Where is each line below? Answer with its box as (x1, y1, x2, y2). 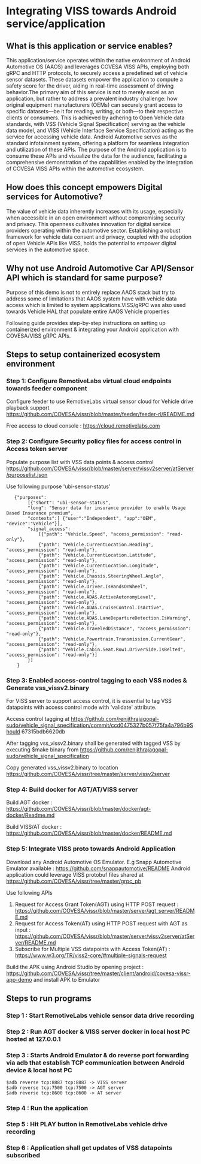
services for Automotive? (6, 192, 103, 202)
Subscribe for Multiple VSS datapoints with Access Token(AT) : (14, 945, 170, 952)
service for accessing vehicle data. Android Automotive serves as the (6, 133, 178, 140)
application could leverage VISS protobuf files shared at (6, 871, 144, 878)
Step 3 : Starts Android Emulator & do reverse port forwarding (6, 1051, 190, 1059)
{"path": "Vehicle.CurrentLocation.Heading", (38, 542, 154, 548)
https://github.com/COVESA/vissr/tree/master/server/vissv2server (6, 770, 170, 777)
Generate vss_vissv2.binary (6, 684, 90, 692)
